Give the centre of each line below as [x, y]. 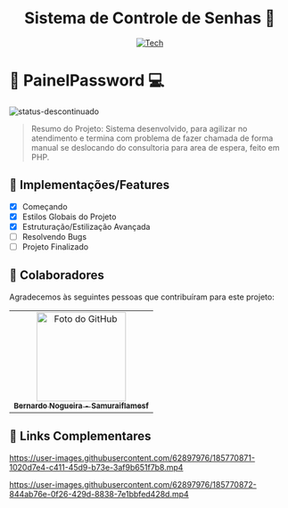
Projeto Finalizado [55, 246]
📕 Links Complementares [80, 436]
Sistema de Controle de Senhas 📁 [150, 18]
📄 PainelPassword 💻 [87, 81]
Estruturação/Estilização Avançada [86, 226]
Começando [45, 206]
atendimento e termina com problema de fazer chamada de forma [152, 138]
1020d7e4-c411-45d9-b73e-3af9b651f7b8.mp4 [96, 467]
